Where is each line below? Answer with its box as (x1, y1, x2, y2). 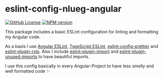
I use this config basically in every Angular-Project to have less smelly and (5, 63, 154, 69)
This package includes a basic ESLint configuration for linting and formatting (5, 29, 159, 34)
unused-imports (5, 53, 37, 59)
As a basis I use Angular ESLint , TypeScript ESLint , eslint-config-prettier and (5, 43, 158, 49)
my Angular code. (5, 34, 41, 40)
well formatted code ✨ (5, 68, 50, 74)
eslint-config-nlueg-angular (5, 3, 122, 15)
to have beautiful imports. (38, 53, 90, 59)
